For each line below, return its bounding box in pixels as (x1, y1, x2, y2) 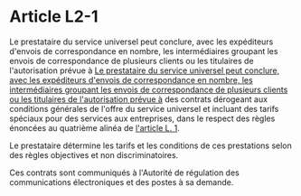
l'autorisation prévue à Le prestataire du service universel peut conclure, (9, 65, 280, 76)
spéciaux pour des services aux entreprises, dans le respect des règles (9, 113, 276, 124)
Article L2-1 (9, 6, 99, 27)
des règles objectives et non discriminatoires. (9, 149, 179, 160)
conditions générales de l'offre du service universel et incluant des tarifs (9, 103, 279, 114)
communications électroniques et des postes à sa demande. (9, 176, 234, 187)
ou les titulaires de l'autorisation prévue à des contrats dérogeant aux (9, 93, 268, 105)
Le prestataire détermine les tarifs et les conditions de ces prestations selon (9, 140, 292, 151)
